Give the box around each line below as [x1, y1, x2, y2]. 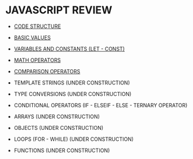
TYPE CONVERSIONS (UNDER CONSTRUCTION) [13, 90, 132, 97]
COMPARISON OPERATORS [13, 68, 80, 75]
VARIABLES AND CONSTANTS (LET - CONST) [13, 45, 125, 52]
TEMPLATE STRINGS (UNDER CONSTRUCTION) [13, 79, 131, 86]
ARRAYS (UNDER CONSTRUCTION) [13, 113, 100, 120]
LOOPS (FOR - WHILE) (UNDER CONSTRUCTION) [13, 135, 134, 143]
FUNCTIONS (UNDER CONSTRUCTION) [13, 147, 110, 154]
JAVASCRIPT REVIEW [5, 3, 113, 17]
